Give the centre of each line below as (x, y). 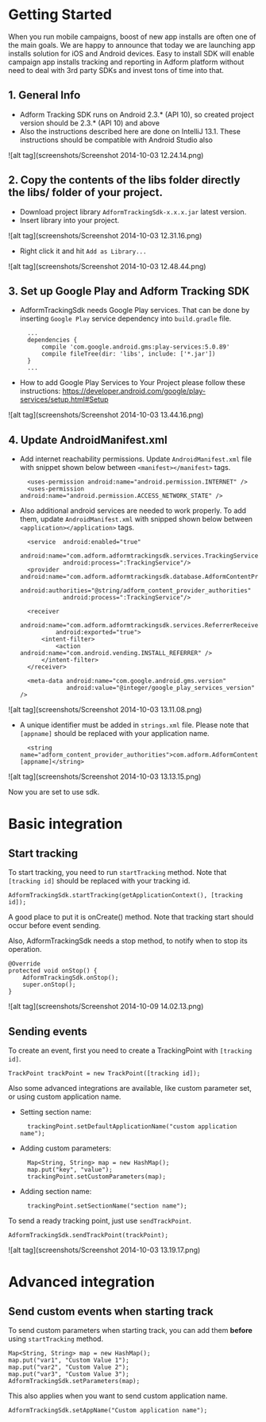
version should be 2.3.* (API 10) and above (90, 123)
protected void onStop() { (53, 971)
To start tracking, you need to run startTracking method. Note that (118, 873)
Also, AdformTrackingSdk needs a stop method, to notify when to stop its (128, 941)
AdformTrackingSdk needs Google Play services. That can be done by (135, 310)
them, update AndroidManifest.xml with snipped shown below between (136, 519)
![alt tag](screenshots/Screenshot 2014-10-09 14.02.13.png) (106, 1007)
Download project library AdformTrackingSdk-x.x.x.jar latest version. (133, 211)
